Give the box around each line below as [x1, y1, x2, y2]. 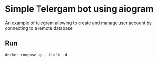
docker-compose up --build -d [5, 52, 68, 57]
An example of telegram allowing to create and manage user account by [5, 20, 152, 26]
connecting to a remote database [5, 25, 73, 31]
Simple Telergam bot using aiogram [5, 3, 154, 15]
